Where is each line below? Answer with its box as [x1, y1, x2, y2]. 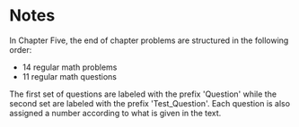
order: [9, 44, 32, 55]
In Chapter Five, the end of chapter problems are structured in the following [9, 35, 289, 46]
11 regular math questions [22, 71, 117, 81]
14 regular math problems [22, 62, 118, 72]
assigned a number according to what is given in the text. [9, 107, 222, 118]
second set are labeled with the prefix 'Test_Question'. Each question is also [9, 97, 290, 108]
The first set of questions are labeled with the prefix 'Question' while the [9, 89, 277, 99]
